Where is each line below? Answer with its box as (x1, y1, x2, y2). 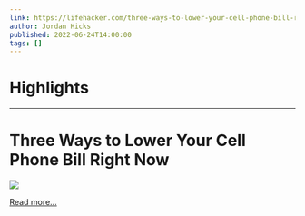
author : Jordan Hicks (9, 22, 92, 31)
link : (9, 13, 30, 23)
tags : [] (9, 38, 43, 48)
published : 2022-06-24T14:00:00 (9, 30, 132, 39)
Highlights (9, 78, 89, 98)
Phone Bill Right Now (9, 150, 170, 171)
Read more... (9, 197, 57, 208)
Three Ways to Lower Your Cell (9, 131, 247, 151)
